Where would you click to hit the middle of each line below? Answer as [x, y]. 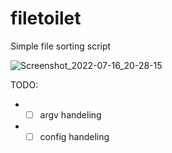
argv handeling [70, 114]
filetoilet [46, 18]
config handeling [74, 136]
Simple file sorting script [61, 46]
